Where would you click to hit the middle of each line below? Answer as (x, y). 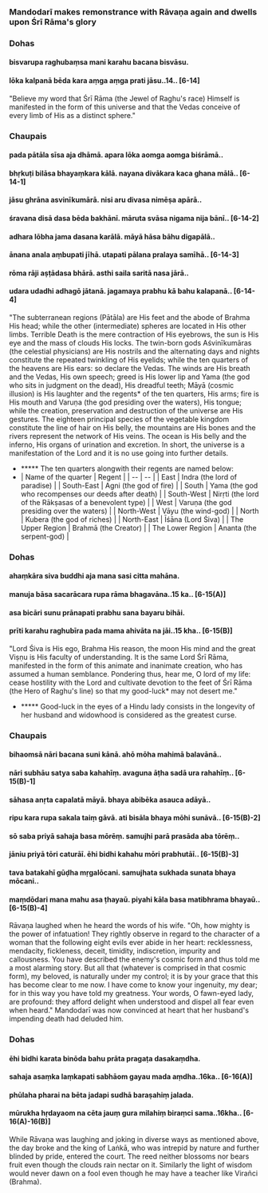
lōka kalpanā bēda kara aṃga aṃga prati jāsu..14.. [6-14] (104, 81)
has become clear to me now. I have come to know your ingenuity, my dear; (134, 985)
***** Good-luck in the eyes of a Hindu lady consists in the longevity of (138, 706)
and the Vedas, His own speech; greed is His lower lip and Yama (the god (130, 377)
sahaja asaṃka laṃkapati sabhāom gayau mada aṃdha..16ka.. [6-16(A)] (131, 1076)
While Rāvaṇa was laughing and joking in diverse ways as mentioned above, (134, 1140)
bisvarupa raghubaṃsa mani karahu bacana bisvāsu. (99, 62)
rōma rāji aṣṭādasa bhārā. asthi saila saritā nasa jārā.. (99, 273)
